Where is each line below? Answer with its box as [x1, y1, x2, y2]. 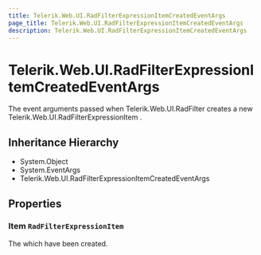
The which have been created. [8, 238, 108, 248]
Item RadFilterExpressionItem [8, 221, 124, 232]
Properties [8, 197, 62, 210]
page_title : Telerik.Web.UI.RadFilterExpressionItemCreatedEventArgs [8, 19, 244, 27]
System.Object [19, 157, 68, 167]
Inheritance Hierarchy [8, 135, 119, 149]
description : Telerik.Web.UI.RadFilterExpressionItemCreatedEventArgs [8, 26, 247, 34]
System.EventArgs [19, 165, 81, 175]
